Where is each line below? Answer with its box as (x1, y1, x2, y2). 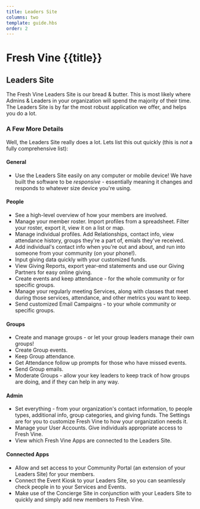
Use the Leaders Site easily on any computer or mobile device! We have (14, 172, 192, 179)
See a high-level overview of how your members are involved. (14, 211, 168, 218)
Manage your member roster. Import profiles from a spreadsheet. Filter (14, 218, 189, 225)
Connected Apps (6, 450, 50, 458)
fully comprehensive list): (6, 145, 69, 152)
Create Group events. (14, 346, 68, 353)
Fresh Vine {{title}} (6, 51, 103, 65)
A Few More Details (6, 125, 64, 133)
